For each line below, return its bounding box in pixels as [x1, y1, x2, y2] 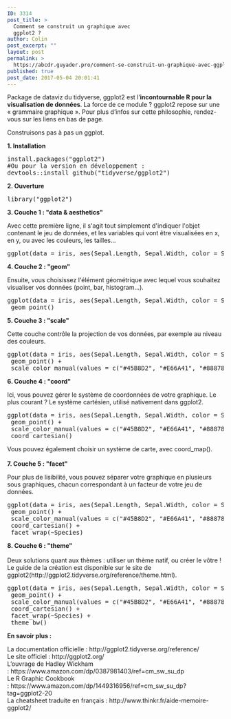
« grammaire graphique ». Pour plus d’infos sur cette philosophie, [7, 108, 192, 116]
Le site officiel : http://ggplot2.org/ [7, 653, 104, 661]
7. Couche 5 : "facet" [7, 460, 68, 468]
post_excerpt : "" [7, 42, 57, 49]
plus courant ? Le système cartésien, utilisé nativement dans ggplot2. [7, 398, 204, 406]
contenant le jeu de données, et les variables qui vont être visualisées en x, [7, 229, 220, 237]
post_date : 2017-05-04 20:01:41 [7, 74, 100, 81]
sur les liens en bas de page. [22, 115, 104, 124]
